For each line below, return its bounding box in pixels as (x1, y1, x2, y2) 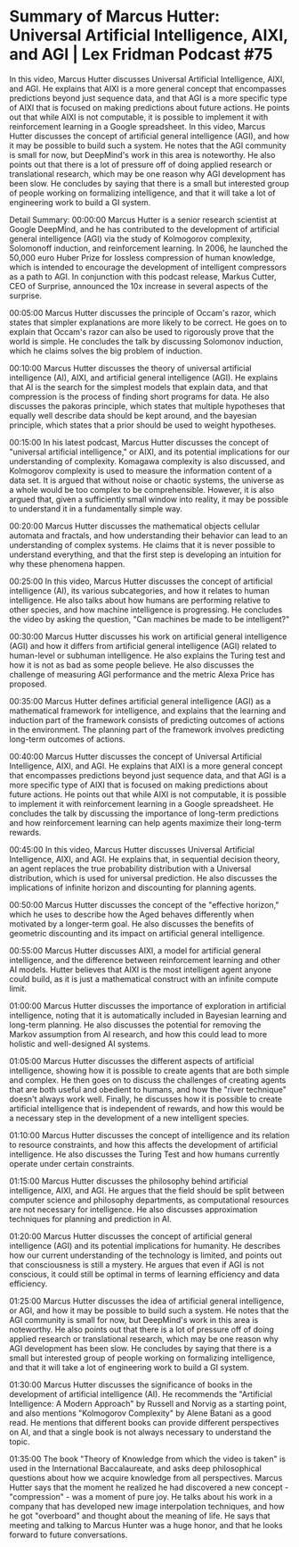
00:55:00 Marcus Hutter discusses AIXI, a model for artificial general (9, 944, 261, 956)
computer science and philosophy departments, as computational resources (9, 1194, 289, 1205)
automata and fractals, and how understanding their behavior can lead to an (9, 529, 288, 541)
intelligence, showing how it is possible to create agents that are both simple (9, 1065, 290, 1076)
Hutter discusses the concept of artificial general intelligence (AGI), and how (9, 130, 290, 141)
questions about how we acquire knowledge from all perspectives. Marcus (9, 1472, 283, 1483)
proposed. (9, 678, 47, 689)
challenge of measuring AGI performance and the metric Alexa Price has (9, 669, 275, 679)
